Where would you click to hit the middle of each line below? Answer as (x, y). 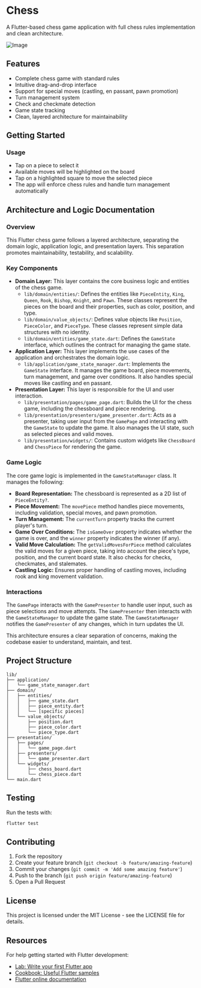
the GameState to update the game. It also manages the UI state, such (109, 428)
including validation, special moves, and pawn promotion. (86, 513)
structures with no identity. (57, 332)
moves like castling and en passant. (68, 383)
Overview (21, 227)
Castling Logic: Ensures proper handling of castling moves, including (100, 570)
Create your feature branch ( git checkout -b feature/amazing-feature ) (103, 863)
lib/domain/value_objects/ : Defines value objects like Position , (103, 320)
